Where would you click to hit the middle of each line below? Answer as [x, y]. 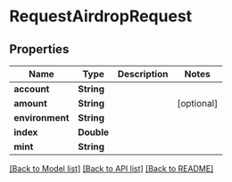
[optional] [198, 103]
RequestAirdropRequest [101, 16]
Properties [39, 49]
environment [41, 118]
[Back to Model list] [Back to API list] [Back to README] [112, 169]
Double [94, 132]
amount [30, 103]
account [32, 89]
